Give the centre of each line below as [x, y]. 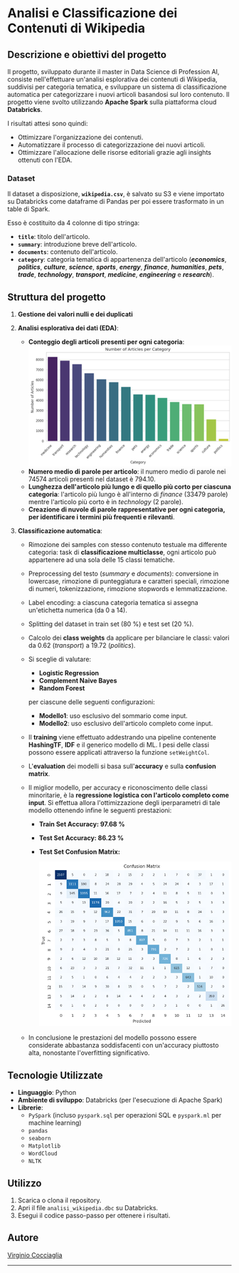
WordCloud [43, 1154]
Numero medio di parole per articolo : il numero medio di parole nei [127, 471]
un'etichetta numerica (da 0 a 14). [78, 610]
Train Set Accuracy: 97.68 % [82, 824]
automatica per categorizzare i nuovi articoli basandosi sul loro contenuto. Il [118, 94]
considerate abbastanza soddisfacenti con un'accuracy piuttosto [123, 1046]
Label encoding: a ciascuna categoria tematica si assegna [113, 602]
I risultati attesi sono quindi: [48, 123]
